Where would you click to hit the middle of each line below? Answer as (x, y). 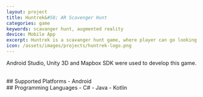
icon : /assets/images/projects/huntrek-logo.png (69, 46)
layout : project (27, 12)
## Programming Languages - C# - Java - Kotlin (67, 87)
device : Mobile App (31, 35)
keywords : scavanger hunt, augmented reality (65, 29)
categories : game (28, 23)
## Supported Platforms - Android (49, 81)
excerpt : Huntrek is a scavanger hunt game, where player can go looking (102, 40)
